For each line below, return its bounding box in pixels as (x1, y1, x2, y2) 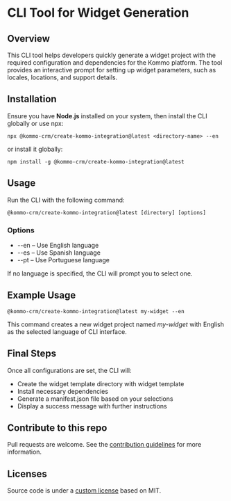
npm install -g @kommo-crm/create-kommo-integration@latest (7, 158, 185, 165)
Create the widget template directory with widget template (17, 379, 185, 388)
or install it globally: (7, 145, 63, 153)
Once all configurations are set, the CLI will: (7, 366, 132, 374)
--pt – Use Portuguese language (17, 255, 110, 264)
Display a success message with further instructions (17, 401, 168, 410)
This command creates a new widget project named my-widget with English (7, 320, 224, 328)
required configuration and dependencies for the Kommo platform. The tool (7, 58, 223, 67)
